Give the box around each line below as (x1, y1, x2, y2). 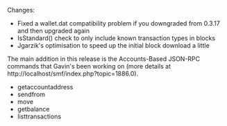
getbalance (17, 105, 50, 113)
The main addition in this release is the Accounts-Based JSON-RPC (7, 55, 201, 63)
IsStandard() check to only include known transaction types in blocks (17, 34, 216, 42)
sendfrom (17, 90, 46, 98)
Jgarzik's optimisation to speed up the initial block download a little (17, 42, 210, 49)
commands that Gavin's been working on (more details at (7, 62, 171, 70)
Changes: (7, 6, 35, 14)
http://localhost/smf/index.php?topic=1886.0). (7, 69, 139, 78)
